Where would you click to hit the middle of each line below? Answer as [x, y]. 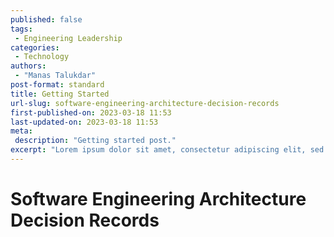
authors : [28, 66]
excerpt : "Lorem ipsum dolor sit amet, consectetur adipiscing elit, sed [167, 150]
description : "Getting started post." [95, 141]
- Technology [42, 57]
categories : [35, 47]
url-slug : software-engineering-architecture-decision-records [145, 103]
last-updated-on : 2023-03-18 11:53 [84, 122]
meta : [21, 131]
